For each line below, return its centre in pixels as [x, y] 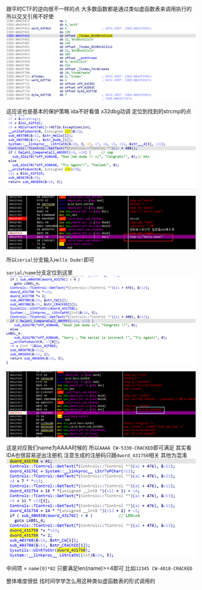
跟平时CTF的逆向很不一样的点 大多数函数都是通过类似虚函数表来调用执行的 [99, 9]
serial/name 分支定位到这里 [40, 272]
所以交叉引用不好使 [30, 16]
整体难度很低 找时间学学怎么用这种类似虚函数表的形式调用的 [81, 581]
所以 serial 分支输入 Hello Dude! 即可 [50, 259]
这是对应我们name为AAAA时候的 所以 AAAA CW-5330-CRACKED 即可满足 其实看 [99, 447]
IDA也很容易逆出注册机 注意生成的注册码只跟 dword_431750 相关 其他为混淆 [97, 455]
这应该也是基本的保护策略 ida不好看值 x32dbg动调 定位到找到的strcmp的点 [99, 111]
